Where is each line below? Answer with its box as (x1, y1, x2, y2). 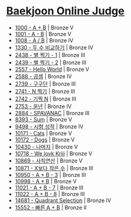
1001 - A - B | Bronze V (14, 30, 72, 37)
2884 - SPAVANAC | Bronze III (14, 109, 90, 116)
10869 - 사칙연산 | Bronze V (14, 157, 83, 164)
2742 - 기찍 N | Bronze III (14, 95, 76, 103)
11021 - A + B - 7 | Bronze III (14, 184, 84, 191)
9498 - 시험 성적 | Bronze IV (14, 123, 84, 130)
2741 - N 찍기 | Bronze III (14, 88, 75, 95)
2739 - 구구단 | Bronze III (14, 80, 76, 88)
